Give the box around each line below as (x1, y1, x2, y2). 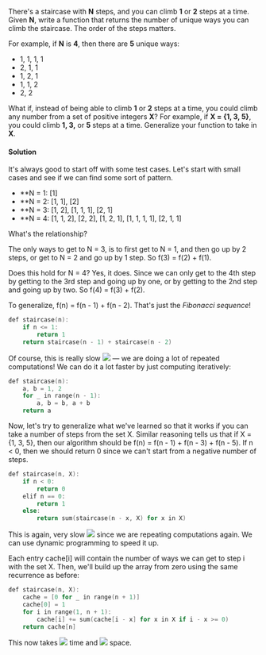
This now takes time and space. (8, 638, 133, 648)
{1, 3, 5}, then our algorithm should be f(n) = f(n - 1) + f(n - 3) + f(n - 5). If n (8, 438, 254, 448)
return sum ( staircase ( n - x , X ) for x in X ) (37, 514, 187, 522)
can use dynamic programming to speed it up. (8, 538, 160, 548)
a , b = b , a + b (37, 399, 91, 407)
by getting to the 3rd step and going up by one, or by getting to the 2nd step (8, 277, 258, 287)
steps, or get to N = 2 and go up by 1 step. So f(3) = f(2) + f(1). (8, 253, 212, 263)
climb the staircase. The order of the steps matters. (8, 24, 176, 33)
